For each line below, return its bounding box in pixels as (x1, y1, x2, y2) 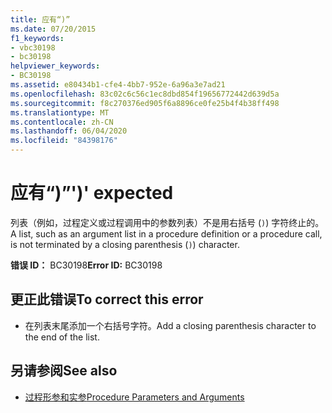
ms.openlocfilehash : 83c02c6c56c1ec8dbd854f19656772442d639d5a (10, 89, 280, 99)
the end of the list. (24, 331, 100, 343)
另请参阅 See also (10, 362, 118, 380)
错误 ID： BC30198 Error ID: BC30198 (10, 259, 163, 271)
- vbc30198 (10, 42, 56, 53)
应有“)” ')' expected (10, 182, 174, 205)
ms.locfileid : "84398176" (10, 136, 118, 146)
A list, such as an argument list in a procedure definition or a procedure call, (10, 227, 323, 240)
